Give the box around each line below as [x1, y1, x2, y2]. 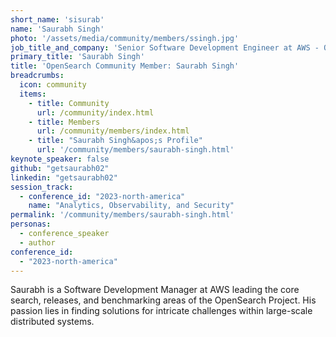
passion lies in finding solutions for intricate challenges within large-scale [10, 305, 313, 317]
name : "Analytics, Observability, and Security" [28, 201, 235, 211]
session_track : [10, 182, 74, 192]
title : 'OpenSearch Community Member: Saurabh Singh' [10, 61, 240, 71]
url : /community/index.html [36, 107, 155, 118]
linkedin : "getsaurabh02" [10, 172, 118, 183]
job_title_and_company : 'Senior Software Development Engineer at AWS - [10, 42, 320, 53]
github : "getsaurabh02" [10, 163, 110, 173]
